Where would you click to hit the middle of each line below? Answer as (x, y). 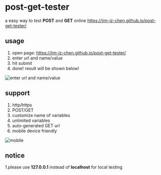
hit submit (22, 63)
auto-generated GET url (36, 125)
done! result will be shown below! (45, 68)
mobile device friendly (35, 131)
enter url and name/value (37, 58)
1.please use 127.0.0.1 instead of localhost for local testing (64, 167)
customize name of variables (41, 115)
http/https (22, 105)
